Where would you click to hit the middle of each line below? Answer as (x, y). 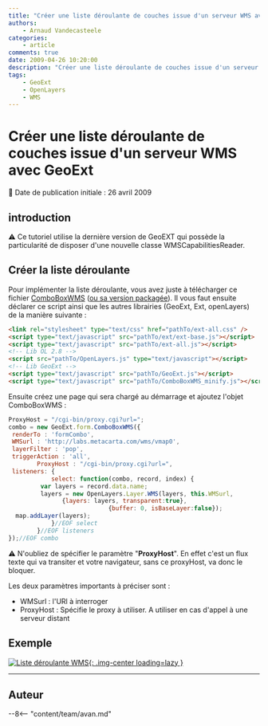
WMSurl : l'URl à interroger (64, 601)
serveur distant (45, 618)
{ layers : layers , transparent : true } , (124, 501)
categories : (28, 38)
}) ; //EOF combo (33, 538)
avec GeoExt (51, 170)
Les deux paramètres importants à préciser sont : (89, 586)
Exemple (30, 644)
